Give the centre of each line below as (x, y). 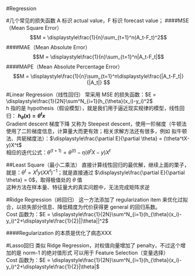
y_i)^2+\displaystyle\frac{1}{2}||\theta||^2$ (57, 221)
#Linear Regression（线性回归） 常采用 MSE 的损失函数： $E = (81, 94)
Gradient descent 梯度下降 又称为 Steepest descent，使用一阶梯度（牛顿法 (96, 124)
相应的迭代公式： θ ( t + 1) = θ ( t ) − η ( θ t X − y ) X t (59, 152)
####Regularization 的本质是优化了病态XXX (59, 233)
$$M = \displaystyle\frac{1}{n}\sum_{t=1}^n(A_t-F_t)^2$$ (98, 37)
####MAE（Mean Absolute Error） (48, 47)
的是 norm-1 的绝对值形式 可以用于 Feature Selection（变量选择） (90, 253)
